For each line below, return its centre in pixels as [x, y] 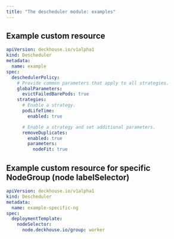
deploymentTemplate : [37, 219]
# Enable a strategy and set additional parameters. [89, 127]
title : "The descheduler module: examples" [61, 12]
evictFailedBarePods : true [55, 94]
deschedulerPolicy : [36, 77]
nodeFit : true [50, 149]
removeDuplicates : [45, 133]
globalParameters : [40, 88]
